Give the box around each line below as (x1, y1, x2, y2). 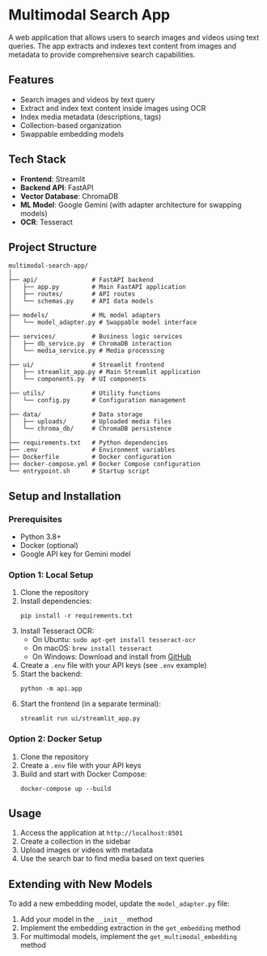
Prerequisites (8, 513, 62, 525)
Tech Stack (8, 152, 66, 167)
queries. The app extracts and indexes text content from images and (8, 40, 237, 50)
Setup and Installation (8, 489, 121, 503)
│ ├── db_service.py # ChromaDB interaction (8, 340, 172, 348)
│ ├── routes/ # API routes (8, 290, 136, 299)
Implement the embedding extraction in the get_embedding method (19, 923, 241, 933)
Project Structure (8, 240, 97, 254)
